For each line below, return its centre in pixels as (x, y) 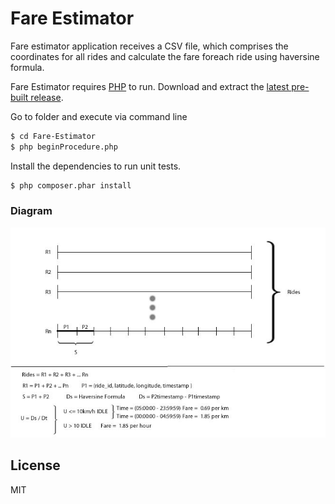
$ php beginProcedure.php (64, 147)
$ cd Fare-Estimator (53, 136)
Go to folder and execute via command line (99, 116)
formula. (27, 67)
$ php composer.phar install (71, 185)
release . (47, 97)
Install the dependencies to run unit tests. (96, 166)
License (35, 465)
